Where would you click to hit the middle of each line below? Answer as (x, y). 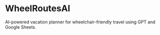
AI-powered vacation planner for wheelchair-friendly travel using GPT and (80, 22)
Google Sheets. (21, 27)
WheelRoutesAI (38, 9)
